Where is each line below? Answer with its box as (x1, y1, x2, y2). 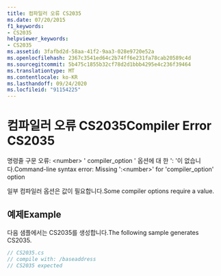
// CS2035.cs (7, 249, 44, 256)
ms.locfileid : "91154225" (7, 86, 81, 93)
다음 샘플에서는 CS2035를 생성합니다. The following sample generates (7, 228, 199, 236)
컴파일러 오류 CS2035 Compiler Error (7, 118, 212, 134)
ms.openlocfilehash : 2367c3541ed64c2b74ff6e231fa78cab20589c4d (7, 55, 192, 62)
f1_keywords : (7, 23, 44, 29)
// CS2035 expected (7, 262, 63, 269)
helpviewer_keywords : (7, 36, 69, 42)
